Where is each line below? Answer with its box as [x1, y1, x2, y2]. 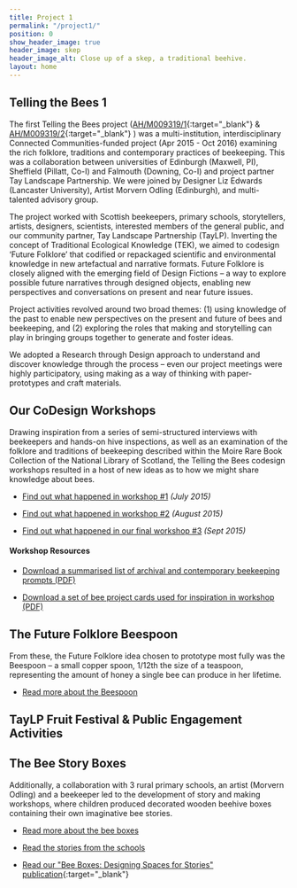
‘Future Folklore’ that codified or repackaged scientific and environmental [9, 249, 277, 260]
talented [9, 194, 40, 205]
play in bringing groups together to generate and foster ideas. [9, 331, 234, 342]
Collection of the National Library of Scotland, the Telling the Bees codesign [9, 455, 286, 465]
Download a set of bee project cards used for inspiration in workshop [21, 591, 275, 603]
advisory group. [41, 194, 99, 205]
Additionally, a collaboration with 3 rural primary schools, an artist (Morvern [9, 779, 285, 790]
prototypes [9, 378, 49, 388]
